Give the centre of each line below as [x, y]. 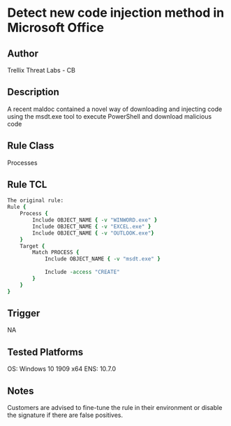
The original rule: [36, 200]
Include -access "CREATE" [82, 272]
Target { [32, 246]
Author [23, 53]
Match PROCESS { [56, 253]
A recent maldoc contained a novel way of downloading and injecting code [115, 109]
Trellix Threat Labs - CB [41, 70]
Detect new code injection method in [116, 13]
